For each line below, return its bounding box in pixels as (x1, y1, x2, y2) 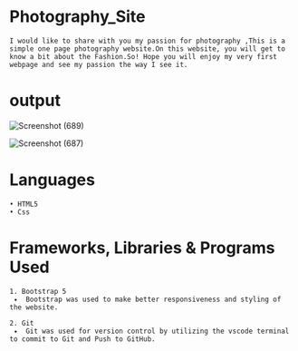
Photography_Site (9, 6, 147, 27)
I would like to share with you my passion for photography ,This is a (9, 36, 285, 45)
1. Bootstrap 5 (9, 287, 67, 296)
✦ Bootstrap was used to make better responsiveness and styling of (13, 295, 282, 304)
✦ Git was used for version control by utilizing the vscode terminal (13, 327, 290, 336)
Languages (9, 170, 95, 190)
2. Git (9, 318, 34, 327)
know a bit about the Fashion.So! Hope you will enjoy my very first (9, 52, 278, 61)
